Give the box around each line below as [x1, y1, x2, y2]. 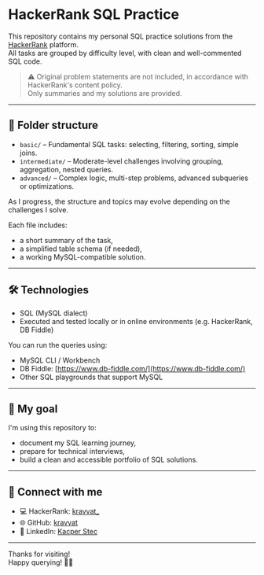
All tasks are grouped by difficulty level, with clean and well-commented [8, 48, 242, 57]
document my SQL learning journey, [19, 438, 137, 448]
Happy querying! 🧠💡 [8, 558, 73, 567]
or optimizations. [19, 181, 75, 190]
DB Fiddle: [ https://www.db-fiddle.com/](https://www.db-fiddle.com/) [19, 363, 246, 373]
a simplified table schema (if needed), [19, 244, 143, 253]
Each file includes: [8, 220, 68, 230]
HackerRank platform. [8, 39, 79, 49]
